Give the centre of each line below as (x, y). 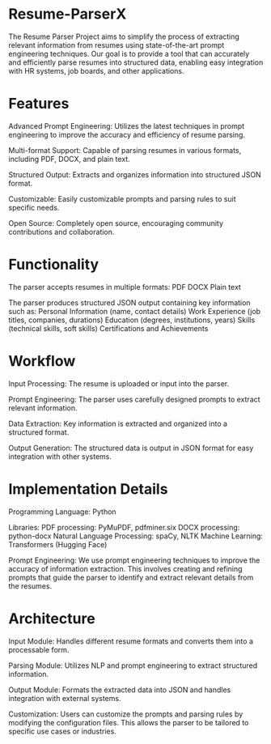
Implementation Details (88, 489)
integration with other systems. (60, 456)
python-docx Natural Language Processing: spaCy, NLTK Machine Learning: (135, 536)
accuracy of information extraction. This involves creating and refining (125, 568)
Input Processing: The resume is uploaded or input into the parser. (119, 383)
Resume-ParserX (68, 14)
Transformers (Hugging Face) (58, 544)
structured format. (39, 432)
